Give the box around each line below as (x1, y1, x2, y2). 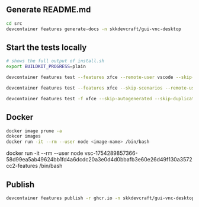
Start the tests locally (6, 42, 87, 52)
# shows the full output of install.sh (6, 58, 105, 64)
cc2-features (6, 163, 38, 170)
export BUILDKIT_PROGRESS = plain (6, 63, 86, 70)
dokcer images (6, 133, 41, 139)
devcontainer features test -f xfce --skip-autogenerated (6, 95, 152, 101)
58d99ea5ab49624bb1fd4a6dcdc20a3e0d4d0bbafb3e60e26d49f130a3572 (6, 156, 192, 163)
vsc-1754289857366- (84, 149, 138, 157)
